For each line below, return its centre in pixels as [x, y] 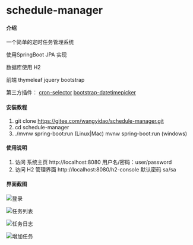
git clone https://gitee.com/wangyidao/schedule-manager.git [89, 121]
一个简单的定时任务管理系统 [40, 42]
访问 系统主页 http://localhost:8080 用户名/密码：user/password [93, 162]
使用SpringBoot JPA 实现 [37, 55]
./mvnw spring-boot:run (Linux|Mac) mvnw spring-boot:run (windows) [101, 133]
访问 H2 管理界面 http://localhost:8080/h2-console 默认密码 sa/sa [95, 169]
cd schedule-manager [42, 127]
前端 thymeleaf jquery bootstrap [45, 80]
